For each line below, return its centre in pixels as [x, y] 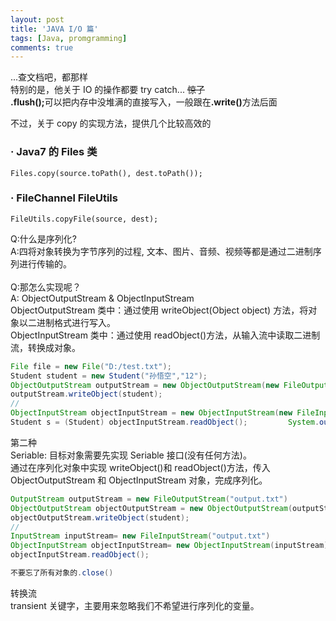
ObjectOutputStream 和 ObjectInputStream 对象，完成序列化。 [139, 480]
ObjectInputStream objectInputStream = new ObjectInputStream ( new [151, 413]
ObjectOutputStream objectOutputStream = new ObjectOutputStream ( [151, 508]
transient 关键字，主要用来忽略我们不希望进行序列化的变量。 [135, 605]
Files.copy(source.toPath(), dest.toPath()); [106, 173]
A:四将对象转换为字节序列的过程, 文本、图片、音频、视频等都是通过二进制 [161, 251]
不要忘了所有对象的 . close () [62, 573]
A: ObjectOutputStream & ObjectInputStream [102, 298]
